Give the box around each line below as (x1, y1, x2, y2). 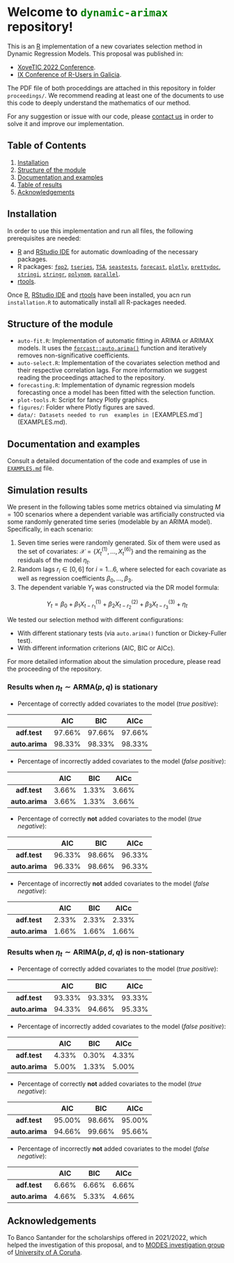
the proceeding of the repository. (7, 665, 102, 673)
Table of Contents (7, 140, 87, 152)
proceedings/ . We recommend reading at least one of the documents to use (7, 91, 224, 100)
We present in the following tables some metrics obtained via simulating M (7, 503, 221, 511)
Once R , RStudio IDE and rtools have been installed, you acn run (7, 290, 192, 299)
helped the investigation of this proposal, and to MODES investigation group (7, 1241, 225, 1249)
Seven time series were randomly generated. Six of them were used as (17, 538, 221, 547)
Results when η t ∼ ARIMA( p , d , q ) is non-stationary (7, 947, 185, 959)
